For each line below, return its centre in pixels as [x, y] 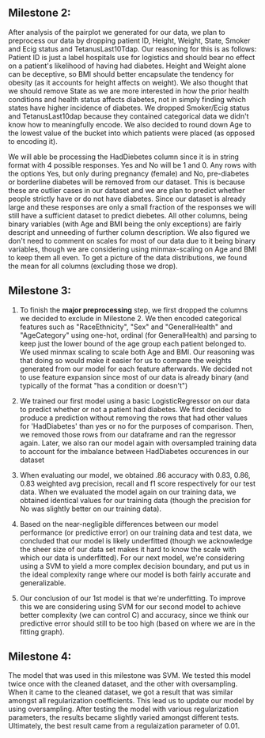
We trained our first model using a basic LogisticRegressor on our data [135, 401]
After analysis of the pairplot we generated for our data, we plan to [117, 32]
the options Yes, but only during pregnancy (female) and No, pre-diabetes [129, 173]
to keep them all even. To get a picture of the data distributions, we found [128, 257]
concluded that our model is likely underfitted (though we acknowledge [136, 540]
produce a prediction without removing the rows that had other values [133, 418]
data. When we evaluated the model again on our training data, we [128, 492]
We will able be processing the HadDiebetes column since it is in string [124, 157]
